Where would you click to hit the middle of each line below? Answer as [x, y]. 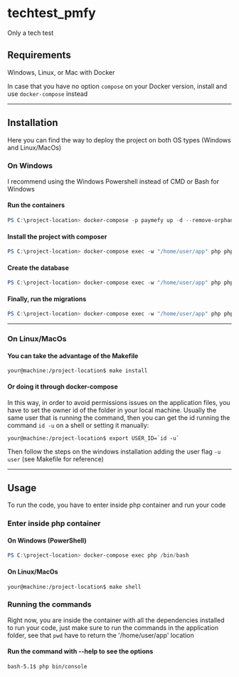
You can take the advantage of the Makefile [73, 356]
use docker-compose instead [48, 93]
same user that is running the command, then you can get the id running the [119, 417]
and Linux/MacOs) [34, 147]
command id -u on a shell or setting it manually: [78, 425]
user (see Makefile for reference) [56, 459]
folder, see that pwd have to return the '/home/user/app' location [101, 635]
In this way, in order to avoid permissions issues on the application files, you [119, 402]
